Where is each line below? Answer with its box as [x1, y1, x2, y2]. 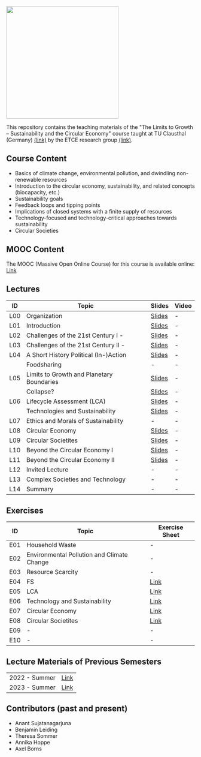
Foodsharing [26, 361, 62, 369]
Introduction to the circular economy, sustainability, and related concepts [14, 182, 196, 190]
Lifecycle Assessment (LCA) [26, 397, 106, 405]
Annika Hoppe [14, 738, 50, 746]
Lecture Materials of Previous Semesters [6, 656, 162, 666]
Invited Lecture [26, 465, 69, 474]
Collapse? [26, 387, 54, 396]
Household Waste [26, 541, 77, 549]
